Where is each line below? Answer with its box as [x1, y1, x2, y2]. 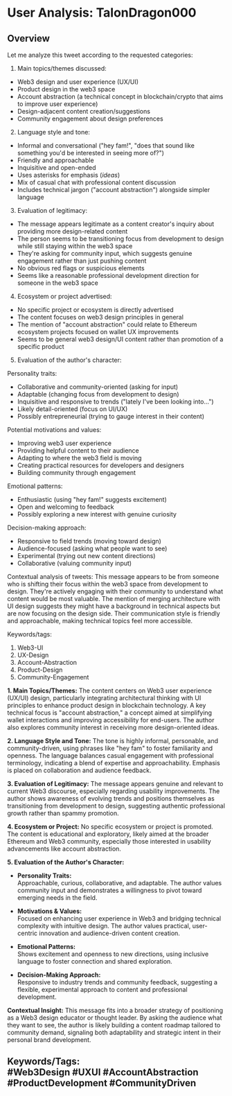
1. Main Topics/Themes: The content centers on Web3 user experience [7, 686, 213, 695]
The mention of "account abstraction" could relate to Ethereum [17, 320, 197, 329]
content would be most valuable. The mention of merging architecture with [7, 595, 220, 602]
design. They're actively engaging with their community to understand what [7, 587, 224, 595]
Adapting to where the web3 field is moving [17, 454, 142, 462]
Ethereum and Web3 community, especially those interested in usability [7, 837, 211, 845]
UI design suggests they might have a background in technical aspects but [7, 602, 220, 610]
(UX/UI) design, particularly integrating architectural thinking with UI [7, 694, 202, 702]
